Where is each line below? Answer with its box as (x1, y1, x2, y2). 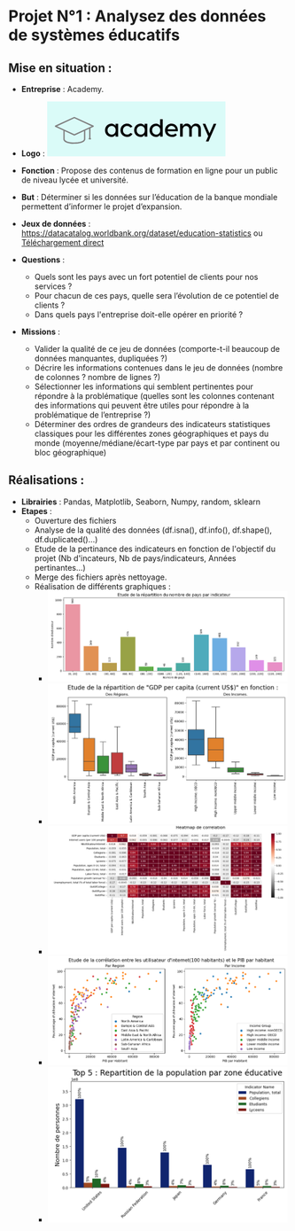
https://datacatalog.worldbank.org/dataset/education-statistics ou (20, 228, 263, 238)
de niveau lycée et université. (20, 175, 129, 185)
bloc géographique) (34, 448, 107, 457)
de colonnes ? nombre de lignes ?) (34, 372, 161, 382)
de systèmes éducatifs (8, 25, 181, 45)
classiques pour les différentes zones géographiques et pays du (34, 428, 269, 439)
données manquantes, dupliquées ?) (34, 353, 168, 363)
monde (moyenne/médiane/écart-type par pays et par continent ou (34, 438, 281, 448)
